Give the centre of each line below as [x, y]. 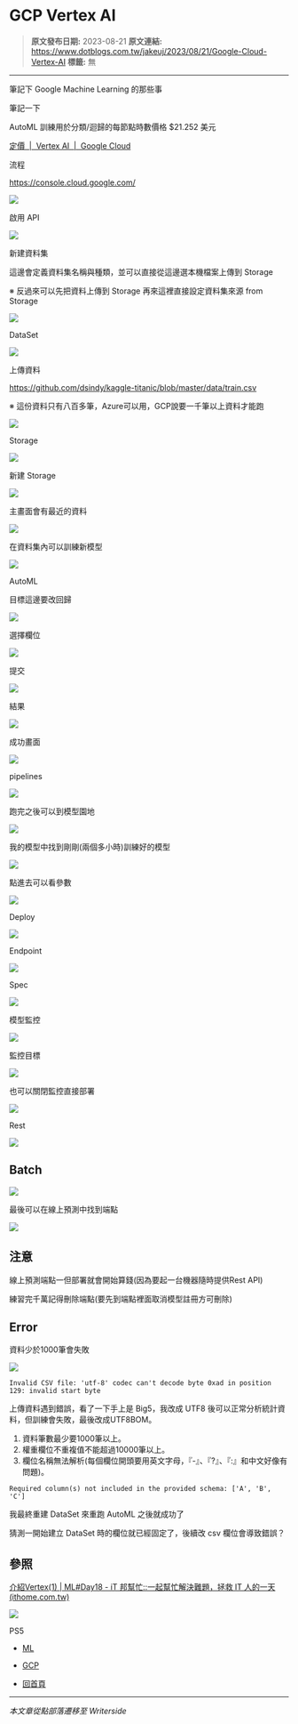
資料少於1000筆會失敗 [50, 1349]
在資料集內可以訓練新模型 [56, 546]
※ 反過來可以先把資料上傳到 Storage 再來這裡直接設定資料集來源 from [136, 291]
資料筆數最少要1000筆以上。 [74, 1438]
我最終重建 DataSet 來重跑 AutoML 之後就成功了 [97, 1514]
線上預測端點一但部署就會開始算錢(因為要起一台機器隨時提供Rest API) [136, 1280]
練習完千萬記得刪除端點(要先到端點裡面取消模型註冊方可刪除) [121, 1299]
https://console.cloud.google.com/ [72, 182]
